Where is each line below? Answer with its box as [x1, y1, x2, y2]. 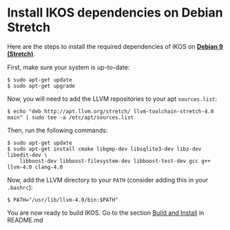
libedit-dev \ [7, 151, 48, 158]
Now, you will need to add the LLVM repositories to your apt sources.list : [7, 95, 217, 103]
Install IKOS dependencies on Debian [7, 5, 223, 21]
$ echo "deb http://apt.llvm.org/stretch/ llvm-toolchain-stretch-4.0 [7, 108, 214, 115]
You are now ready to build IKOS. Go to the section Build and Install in [7, 209, 205, 217]
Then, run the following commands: [7, 126, 108, 134]
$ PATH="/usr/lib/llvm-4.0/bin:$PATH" [7, 196, 118, 203]
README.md [7, 215, 43, 224]
